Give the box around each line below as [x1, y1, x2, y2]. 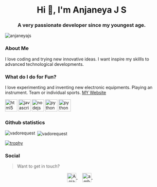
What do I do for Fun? [5, 73, 57, 80]
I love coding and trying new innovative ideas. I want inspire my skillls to [5, 56, 149, 62]
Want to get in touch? [17, 163, 60, 169]
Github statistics [5, 119, 45, 126]
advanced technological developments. [5, 61, 84, 67]
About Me [5, 45, 29, 52]
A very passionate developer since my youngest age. [17, 22, 146, 29]
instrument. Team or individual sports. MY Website [5, 90, 106, 95]
